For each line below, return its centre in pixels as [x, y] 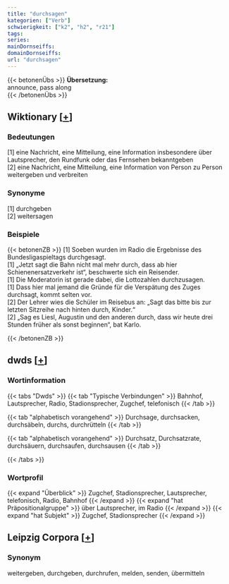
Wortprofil [25, 477]
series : [19, 40]
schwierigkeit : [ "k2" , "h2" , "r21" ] [61, 27]
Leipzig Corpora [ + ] [51, 538]
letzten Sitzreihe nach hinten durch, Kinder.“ [72, 310]
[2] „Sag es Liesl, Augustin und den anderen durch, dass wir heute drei [110, 317]
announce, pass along [39, 87]
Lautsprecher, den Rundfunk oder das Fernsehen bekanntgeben [100, 160]
